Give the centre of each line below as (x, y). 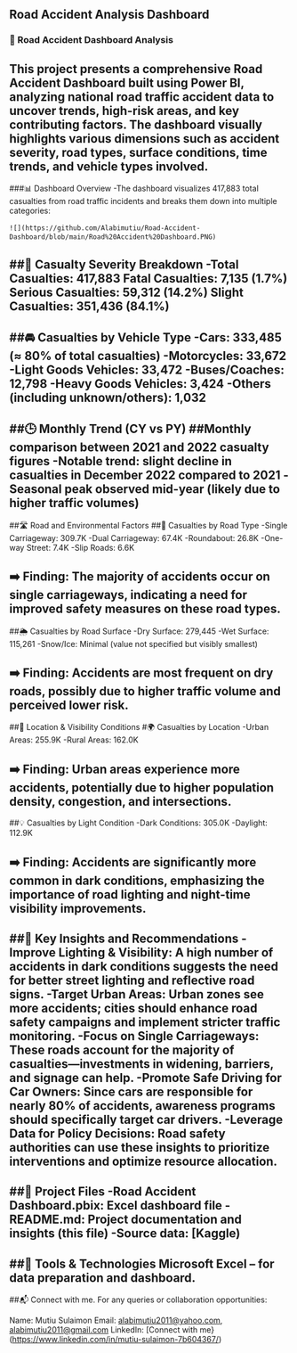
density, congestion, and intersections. (120, 801)
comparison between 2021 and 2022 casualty (139, 448)
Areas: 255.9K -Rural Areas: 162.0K (74, 740)
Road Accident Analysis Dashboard (109, 15)
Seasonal (36, 489)
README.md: (48, 1220)
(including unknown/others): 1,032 (108, 397)
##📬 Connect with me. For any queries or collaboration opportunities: (138, 1300)
